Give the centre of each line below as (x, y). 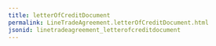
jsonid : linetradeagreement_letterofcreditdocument (94, 30)
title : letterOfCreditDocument (59, 15)
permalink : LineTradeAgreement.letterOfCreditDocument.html (109, 23)
